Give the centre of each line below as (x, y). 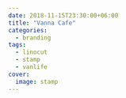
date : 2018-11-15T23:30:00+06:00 (63, 15)
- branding (33, 38)
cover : (19, 74)
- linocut (31, 52)
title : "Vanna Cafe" (42, 23)
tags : (17, 45)
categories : (28, 30)
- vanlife (31, 67)
